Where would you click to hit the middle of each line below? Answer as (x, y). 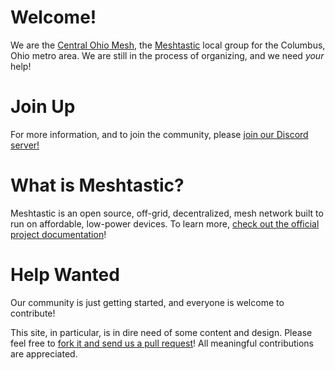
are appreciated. (44, 353)
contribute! (33, 313)
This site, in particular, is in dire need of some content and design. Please (161, 332)
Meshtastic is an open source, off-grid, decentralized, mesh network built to (167, 213)
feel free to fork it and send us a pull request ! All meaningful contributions (162, 343)
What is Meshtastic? (97, 185)
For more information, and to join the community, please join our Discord (159, 134)
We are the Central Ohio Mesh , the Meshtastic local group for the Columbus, (168, 45)
